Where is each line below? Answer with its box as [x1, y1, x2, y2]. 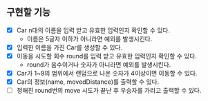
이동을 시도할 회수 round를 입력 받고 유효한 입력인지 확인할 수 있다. [16, 52, 198, 60]
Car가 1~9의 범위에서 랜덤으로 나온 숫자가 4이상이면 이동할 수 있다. [16, 69, 198, 77]
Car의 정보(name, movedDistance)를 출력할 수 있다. [16, 78, 160, 86]
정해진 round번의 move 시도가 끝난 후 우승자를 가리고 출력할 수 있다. [16, 87, 202, 95]
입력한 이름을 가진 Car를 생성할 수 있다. [16, 43, 122, 52]
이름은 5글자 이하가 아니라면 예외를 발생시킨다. [26, 34, 153, 43]
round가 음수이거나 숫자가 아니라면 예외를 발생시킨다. [26, 60, 171, 69]
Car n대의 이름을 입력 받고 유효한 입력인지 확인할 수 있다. [16, 26, 171, 34]
